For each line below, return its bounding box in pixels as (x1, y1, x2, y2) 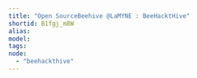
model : (8, 34, 31, 43)
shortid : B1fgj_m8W (8, 19, 75, 28)
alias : (8, 27, 31, 35)
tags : (8, 42, 27, 50)
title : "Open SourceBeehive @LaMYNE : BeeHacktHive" (8, 11, 191, 20)
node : (8, 50, 27, 58)
